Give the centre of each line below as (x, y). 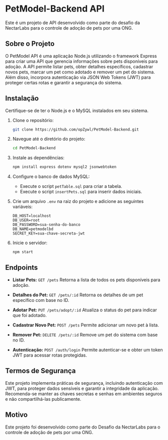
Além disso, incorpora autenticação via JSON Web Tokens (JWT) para (78, 77)
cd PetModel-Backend (34, 148)
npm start (23, 252)
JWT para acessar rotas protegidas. (50, 355)
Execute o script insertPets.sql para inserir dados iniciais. (81, 192)
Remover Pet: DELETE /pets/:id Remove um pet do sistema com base (85, 335)
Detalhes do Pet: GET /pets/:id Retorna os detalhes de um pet (78, 295)
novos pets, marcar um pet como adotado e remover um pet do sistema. (80, 72)
